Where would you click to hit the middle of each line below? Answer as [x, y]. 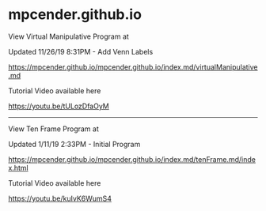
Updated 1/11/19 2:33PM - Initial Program [74, 144]
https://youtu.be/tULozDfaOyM [59, 106]
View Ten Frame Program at [53, 129]
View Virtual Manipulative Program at [68, 36]
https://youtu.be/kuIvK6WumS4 [60, 198]
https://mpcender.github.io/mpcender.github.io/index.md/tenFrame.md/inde [132, 159]
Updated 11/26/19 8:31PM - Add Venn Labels [81, 51]
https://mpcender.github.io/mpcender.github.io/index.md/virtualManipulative [133, 67]
